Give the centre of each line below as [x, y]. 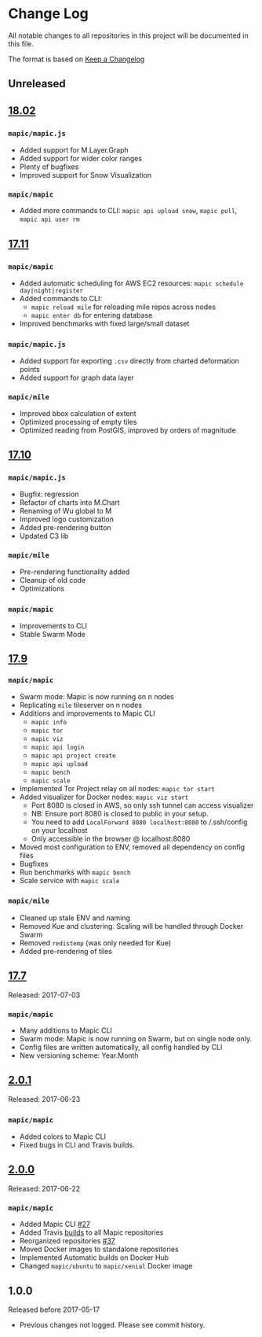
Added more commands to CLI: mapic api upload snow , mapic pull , [128, 211]
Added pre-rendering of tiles [65, 951]
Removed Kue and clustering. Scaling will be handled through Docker [131, 926]
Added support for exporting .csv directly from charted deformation [129, 361]
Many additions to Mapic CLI [65, 1030]
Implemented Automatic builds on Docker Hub [94, 1258]
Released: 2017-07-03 [44, 995]
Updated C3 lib [44, 536]
